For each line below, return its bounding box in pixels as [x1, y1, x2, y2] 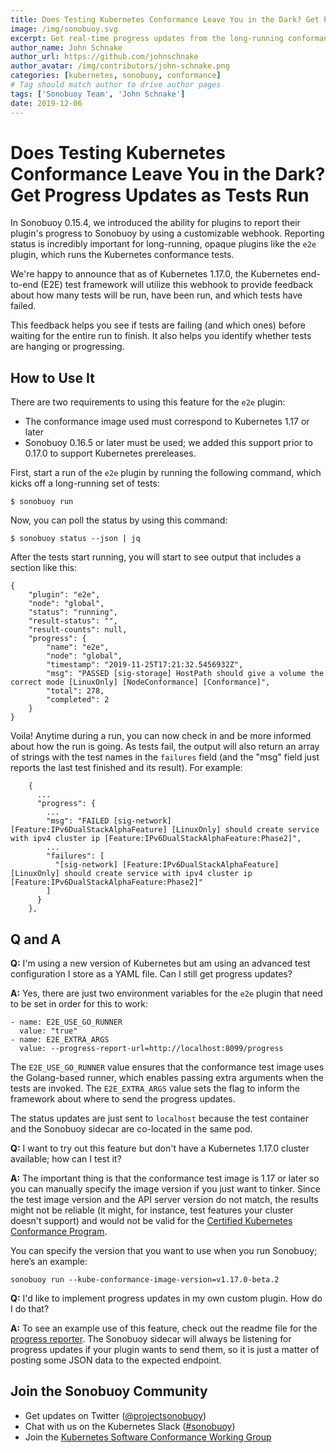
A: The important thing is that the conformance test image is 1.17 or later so [10, 1172, 320, 1185]
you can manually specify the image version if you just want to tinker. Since [10, 1183, 321, 1195]
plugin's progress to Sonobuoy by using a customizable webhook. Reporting [10, 227, 325, 240]
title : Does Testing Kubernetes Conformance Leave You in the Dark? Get [10, 14, 320, 25]
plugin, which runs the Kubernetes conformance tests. [10, 249, 235, 261]
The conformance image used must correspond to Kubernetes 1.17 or [24, 416, 310, 428]
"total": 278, [46, 686, 105, 696]
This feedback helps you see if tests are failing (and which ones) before [10, 319, 306, 331]
